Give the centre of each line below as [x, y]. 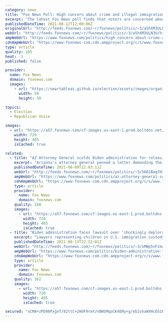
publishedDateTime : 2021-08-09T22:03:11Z [58, 168]
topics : [13, 107]
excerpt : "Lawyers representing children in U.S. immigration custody [89, 237]
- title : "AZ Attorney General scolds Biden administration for [78, 158]
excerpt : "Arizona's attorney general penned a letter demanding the [88, 163]
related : [14, 153]
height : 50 [30, 98]
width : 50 [28, 93]
